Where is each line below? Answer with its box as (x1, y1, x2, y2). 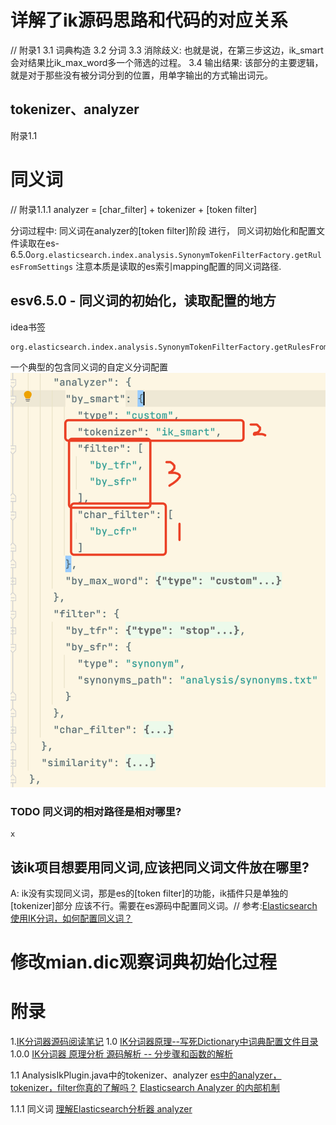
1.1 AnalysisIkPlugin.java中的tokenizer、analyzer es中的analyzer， (10, 1069, 282, 1081)
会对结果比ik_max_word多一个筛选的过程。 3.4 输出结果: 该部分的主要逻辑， (10, 56, 324, 68)
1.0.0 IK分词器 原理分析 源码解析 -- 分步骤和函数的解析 (10, 1048, 234, 1060)
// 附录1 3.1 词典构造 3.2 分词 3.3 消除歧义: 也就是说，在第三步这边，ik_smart (10, 44, 324, 56)
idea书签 (10, 321, 47, 333)
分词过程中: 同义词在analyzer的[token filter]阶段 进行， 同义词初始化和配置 (10, 224, 317, 236)
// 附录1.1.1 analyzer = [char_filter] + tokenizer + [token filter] (10, 203, 258, 215)
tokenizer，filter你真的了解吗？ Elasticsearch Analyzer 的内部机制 (10, 1082, 280, 1094)
